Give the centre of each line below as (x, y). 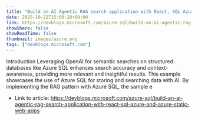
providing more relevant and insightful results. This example (108, 74)
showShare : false (27, 28)
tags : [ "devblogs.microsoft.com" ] (49, 45)
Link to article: (32, 98)
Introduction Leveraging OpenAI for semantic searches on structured (90, 61)
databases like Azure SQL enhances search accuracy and (76, 67)
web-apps (27, 111)
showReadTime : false (32, 34)
